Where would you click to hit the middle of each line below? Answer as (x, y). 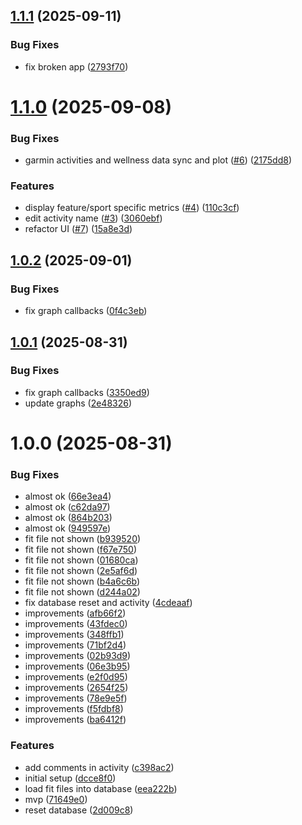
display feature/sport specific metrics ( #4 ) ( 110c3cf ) (132, 208)
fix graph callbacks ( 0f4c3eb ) (86, 311)
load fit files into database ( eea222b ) (101, 788)
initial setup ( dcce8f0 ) (70, 778)
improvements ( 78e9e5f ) (76, 698)
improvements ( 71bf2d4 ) (75, 645)
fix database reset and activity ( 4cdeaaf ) (108, 603)
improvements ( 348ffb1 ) (74, 635)
